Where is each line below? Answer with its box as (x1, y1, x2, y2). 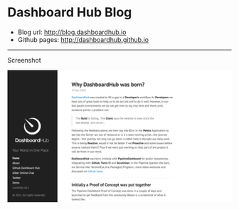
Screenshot (7, 56, 41, 64)
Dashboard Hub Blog (7, 4, 132, 21)
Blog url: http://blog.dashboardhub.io (17, 28, 127, 36)
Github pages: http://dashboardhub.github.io (17, 35, 149, 43)
